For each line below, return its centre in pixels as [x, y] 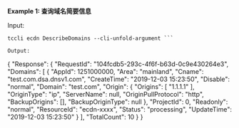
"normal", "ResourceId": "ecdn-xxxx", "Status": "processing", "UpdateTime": [119, 109]
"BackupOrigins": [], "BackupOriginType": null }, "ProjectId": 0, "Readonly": [118, 102]
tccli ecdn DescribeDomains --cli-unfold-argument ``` [91, 38]
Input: [16, 25]
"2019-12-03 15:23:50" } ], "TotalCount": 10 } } [75, 117]
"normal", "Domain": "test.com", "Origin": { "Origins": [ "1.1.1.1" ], [101, 87]
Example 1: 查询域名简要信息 [49, 11]
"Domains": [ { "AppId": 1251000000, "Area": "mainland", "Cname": [106, 71]
